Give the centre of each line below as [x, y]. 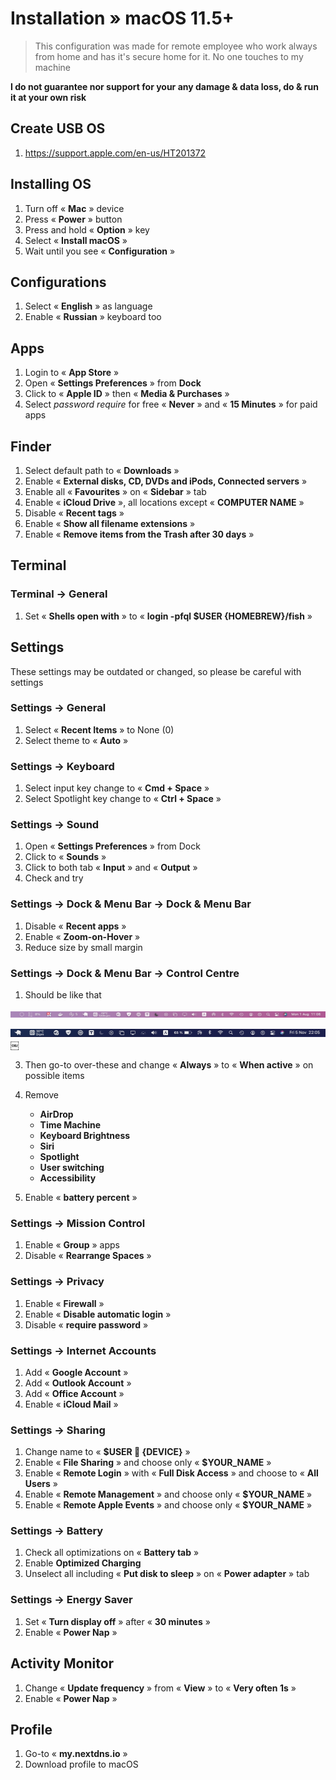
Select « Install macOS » [76, 240]
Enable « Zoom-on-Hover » [82, 936]
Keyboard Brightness [85, 1135]
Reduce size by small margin [83, 947]
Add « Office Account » [74, 1393]
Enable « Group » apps [72, 1245]
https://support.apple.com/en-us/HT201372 [115, 153]
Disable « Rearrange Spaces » [88, 1256]
